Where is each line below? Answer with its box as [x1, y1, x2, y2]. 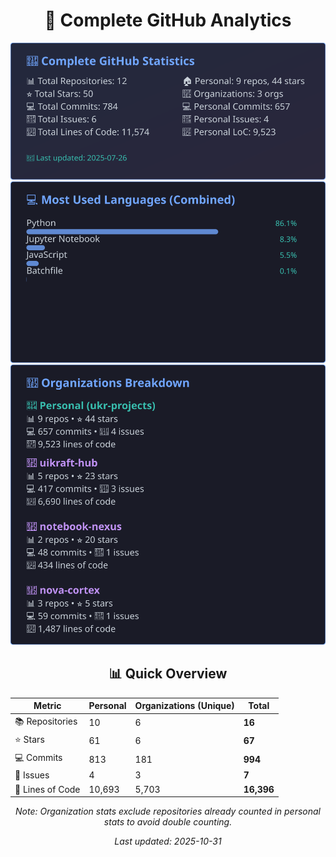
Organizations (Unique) [134, 700, 235, 712]
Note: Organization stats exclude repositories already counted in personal [15, 805, 321, 818]
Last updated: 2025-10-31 [114, 835, 222, 848]
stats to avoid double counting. [103, 816, 233, 828]
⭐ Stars [14, 733, 45, 745]
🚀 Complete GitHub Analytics [44, 9, 292, 32]
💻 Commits [14, 752, 63, 764]
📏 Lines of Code [14, 783, 81, 795]
